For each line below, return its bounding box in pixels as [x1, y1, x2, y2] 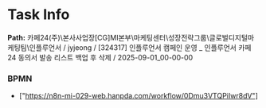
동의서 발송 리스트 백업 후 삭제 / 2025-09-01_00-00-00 [18, 52, 194, 62]
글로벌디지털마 [209, 33, 255, 42]
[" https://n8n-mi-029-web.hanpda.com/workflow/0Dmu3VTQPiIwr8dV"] [18, 91, 258, 101]
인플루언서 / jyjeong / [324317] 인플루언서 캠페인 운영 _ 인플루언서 [29, 42, 237, 52]
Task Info [7, 6, 70, 24]
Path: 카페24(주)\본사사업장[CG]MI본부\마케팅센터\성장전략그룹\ [7, 33, 210, 42]
